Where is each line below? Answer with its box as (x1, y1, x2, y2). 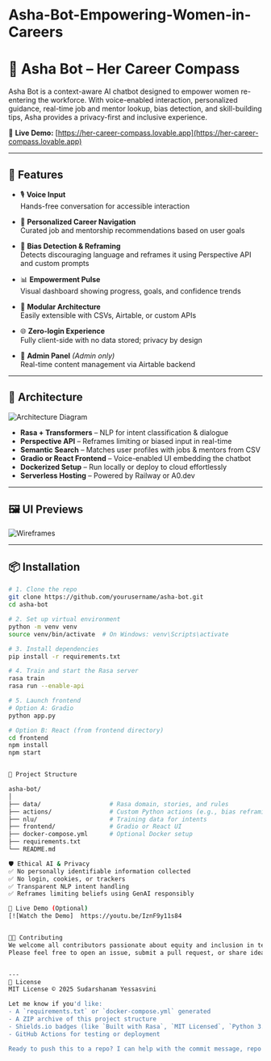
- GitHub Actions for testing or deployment (8, 1029, 161, 1038)
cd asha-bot (8, 601, 48, 609)
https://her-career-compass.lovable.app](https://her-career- (57, 128, 259, 138)
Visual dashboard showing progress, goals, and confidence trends (19, 285, 242, 296)
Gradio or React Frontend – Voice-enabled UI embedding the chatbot (19, 453, 252, 463)
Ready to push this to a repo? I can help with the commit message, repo (8, 1045, 262, 1053)
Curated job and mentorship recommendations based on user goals (19, 225, 245, 235)
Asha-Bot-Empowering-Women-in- (8, 6, 252, 24)
